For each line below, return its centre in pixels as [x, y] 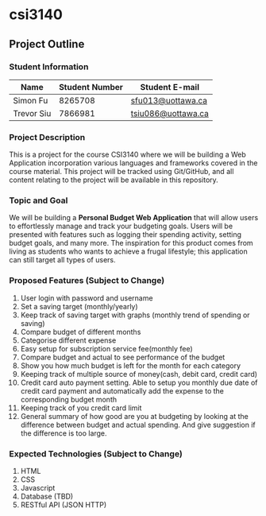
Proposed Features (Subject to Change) [87, 281]
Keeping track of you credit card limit [81, 408]
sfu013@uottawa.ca [169, 100]
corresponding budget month [69, 399]
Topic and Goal [39, 200]
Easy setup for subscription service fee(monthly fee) [106, 348]
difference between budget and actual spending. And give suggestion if [138, 425]
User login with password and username [87, 298]
